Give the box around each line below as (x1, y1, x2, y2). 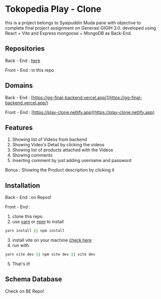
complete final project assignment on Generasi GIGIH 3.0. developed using (5, 25, 156, 31)
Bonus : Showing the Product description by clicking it (5, 167, 114, 173)
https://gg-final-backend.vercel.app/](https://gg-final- (32, 95, 142, 100)
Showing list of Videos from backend (12, 136, 87, 142)
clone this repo (12, 213, 43, 220)
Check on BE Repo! (5, 288, 44, 294)
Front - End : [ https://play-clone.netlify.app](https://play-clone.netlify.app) (5, 109, 155, 115)
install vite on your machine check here (12, 237, 92, 243)
